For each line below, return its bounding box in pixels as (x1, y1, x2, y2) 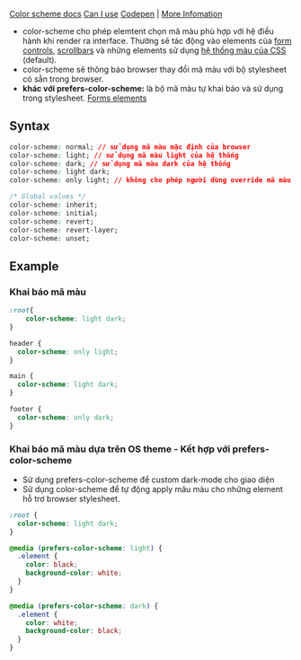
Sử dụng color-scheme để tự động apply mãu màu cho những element (22, 483, 283, 494)
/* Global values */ (9, 192, 87, 201)
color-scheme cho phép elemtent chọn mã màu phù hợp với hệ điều (22, 26, 274, 36)
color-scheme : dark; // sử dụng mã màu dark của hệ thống (9, 159, 231, 168)
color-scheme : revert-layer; (9, 225, 119, 234)
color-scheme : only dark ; (17, 413, 115, 422)
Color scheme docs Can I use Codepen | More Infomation (9, 9, 223, 19)
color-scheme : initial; (9, 208, 99, 217)
